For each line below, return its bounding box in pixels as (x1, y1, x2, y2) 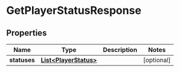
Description (102, 46, 138, 54)
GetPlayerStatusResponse (6, 4, 142, 18)
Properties (6, 28, 47, 38)
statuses (9, 56, 35, 64)
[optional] (143, 56, 171, 64)
